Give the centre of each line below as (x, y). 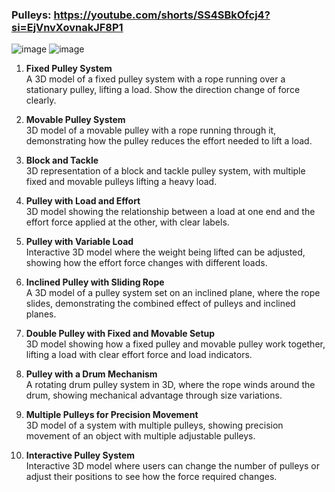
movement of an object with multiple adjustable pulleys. (140, 436)
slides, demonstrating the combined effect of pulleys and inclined (160, 304)
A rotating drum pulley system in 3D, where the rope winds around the (170, 385)
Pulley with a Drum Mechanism (91, 374)
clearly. (41, 100)
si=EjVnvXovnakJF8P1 (67, 27)
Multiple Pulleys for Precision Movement (112, 415)
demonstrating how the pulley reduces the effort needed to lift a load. (169, 141)
